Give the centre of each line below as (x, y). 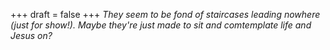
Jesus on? (31, 35)
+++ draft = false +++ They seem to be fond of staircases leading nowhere (165, 14)
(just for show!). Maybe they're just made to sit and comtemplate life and (161, 25)
